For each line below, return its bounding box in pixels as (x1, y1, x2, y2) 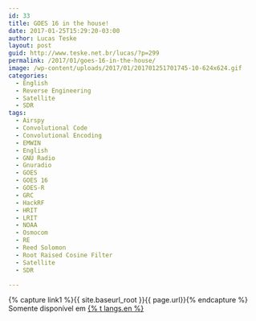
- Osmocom (15, 228, 48, 237)
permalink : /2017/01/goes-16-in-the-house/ (8, 57, 156, 65)
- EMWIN (15, 138, 42, 147)
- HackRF (15, 199, 45, 207)
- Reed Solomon (15, 244, 67, 252)
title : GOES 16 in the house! (8, 19, 110, 27)
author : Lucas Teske (8, 34, 78, 43)
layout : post (8, 42, 52, 50)
